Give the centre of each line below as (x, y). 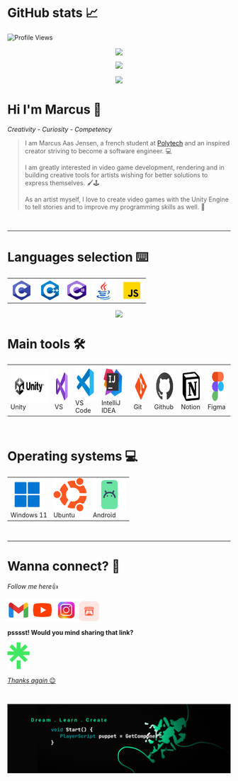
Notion (190, 406)
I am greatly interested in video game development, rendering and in (124, 167)
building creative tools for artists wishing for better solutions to (116, 175)
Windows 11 (29, 515)
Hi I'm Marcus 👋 (55, 110)
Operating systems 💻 (73, 456)
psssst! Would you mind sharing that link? (70, 632)
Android (104, 515)
